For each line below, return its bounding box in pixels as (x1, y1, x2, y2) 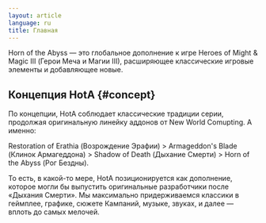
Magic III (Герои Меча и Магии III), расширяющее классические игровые (8, 56, 254, 66)
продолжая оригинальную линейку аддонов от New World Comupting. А (8, 117, 253, 127)
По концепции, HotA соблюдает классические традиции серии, (8, 109, 224, 119)
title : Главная (8, 26, 59, 34)
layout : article (8, 11, 62, 20)
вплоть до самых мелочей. (8, 207, 101, 217)
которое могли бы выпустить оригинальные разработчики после (8, 182, 230, 191)
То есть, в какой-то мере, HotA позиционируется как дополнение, (8, 174, 233, 183)
